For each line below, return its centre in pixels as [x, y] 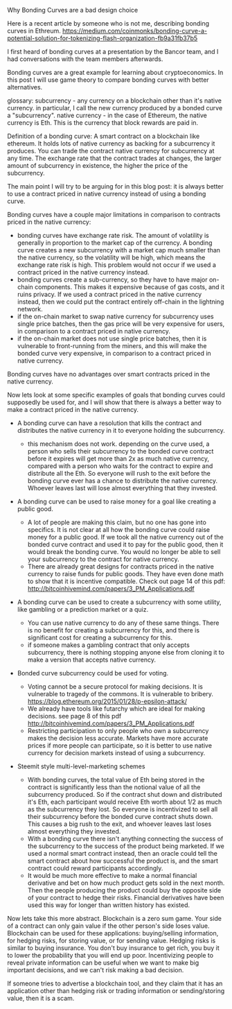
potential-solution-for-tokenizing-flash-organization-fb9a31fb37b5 [102, 38]
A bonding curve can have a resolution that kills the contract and [109, 423]
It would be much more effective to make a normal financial [112, 876]
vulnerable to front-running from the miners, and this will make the [112, 346]
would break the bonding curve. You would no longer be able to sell [124, 552]
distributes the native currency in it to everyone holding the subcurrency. [121, 430]
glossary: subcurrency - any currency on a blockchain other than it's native [114, 101]
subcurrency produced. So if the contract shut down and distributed [125, 794]
